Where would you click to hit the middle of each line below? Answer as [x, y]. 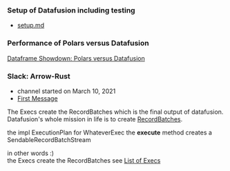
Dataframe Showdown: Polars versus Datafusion [76, 58]
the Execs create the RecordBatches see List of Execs [84, 160]
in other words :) [30, 153]
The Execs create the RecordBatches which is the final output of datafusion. [115, 112]
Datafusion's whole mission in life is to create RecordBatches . [95, 119]
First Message [37, 98]
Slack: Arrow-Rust [39, 76]
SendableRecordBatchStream [49, 139]
